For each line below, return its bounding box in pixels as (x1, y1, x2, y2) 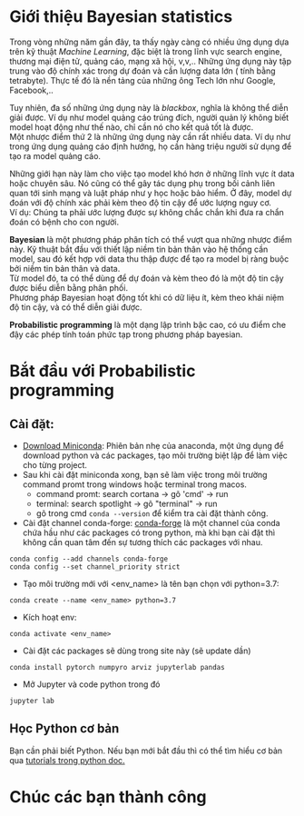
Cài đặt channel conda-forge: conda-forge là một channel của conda (22, 517, 280, 528)
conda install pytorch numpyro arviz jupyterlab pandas (9, 662, 225, 672)
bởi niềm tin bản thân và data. (9, 263, 121, 274)
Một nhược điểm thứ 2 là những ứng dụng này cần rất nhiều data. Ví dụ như (9, 131, 291, 142)
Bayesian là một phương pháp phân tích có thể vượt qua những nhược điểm (9, 234, 292, 244)
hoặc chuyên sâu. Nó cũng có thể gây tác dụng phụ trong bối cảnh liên (9, 177, 275, 188)
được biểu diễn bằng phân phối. (9, 282, 129, 293)
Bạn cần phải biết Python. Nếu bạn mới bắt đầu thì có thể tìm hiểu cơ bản (9, 745, 283, 756)
